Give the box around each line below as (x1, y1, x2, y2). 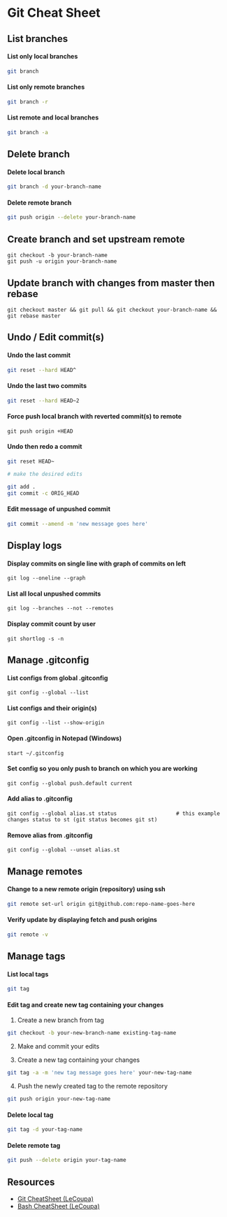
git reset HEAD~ (7, 458, 54, 465)
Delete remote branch (7, 198, 72, 207)
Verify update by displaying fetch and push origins (7, 916, 157, 924)
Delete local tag (7, 1110, 54, 1119)
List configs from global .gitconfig (7, 673, 108, 682)
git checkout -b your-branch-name (7, 252, 108, 259)
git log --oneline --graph (7, 575, 86, 582)
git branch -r (7, 98, 49, 106)
